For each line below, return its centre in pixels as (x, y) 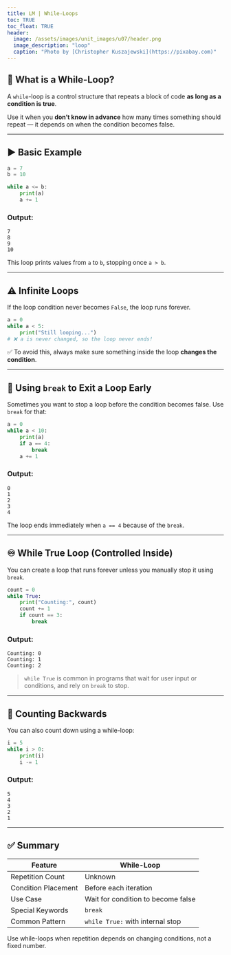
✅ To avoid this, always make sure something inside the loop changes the (112, 352)
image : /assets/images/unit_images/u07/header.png (87, 39)
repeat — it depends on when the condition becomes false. (91, 124)
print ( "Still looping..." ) (58, 332)
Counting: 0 (24, 654)
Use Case (26, 899)
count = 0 (21, 590)
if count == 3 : (41, 615)
